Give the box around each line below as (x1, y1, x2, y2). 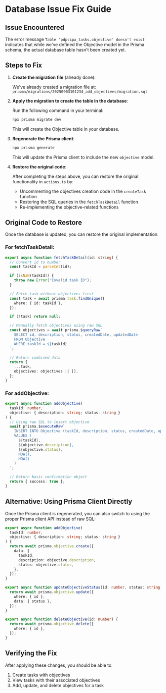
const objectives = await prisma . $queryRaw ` (9, 328, 103, 333)
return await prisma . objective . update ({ (9, 589, 94, 595)
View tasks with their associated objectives (12, 677, 100, 683)
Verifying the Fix (5, 649, 57, 657)
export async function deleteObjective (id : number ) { (5, 617, 119, 622)
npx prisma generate (12, 145, 55, 150)
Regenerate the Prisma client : (12, 135, 75, 142)
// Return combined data (9, 355, 61, 360)
